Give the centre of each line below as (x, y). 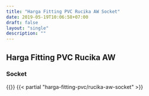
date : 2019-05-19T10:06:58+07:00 (47, 17)
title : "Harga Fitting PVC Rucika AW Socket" (63, 11)
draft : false (22, 22)
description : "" (26, 34)
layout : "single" (27, 28)
